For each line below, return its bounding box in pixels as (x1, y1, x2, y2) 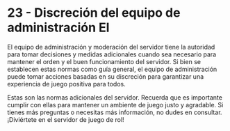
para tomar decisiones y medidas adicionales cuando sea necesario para (7, 50, 217, 59)
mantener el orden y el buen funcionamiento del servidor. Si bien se (7, 57, 202, 65)
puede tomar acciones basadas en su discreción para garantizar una (7, 72, 204, 81)
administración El (7, 20, 110, 36)
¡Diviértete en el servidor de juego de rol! (7, 115, 124, 123)
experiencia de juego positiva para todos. (7, 79, 126, 88)
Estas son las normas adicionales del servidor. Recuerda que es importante (7, 93, 222, 102)
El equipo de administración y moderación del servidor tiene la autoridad (7, 43, 215, 51)
